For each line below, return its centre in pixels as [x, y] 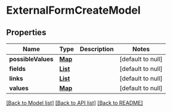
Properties [26, 32]
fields [17, 69]
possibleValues [31, 59]
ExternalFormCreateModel [73, 10]
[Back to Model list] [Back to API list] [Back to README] [75, 103]
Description [97, 49]
